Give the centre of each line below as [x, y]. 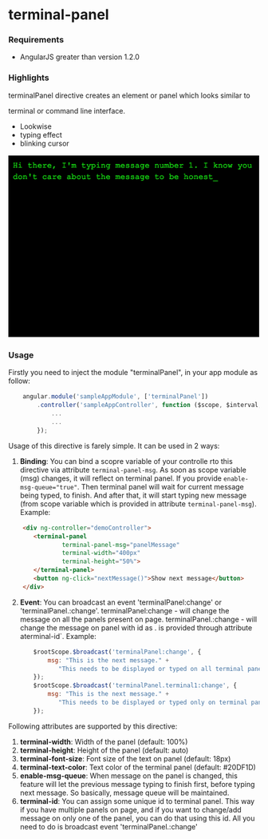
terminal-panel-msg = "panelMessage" [121, 545]
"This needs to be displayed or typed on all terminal [152, 669]
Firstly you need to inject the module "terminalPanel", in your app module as [133, 373]
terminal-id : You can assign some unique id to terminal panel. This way [137, 801]
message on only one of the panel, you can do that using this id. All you [137, 818]
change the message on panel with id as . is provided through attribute [136, 627]
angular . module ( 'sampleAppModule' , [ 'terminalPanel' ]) [116, 397]
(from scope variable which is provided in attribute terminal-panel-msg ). [138, 503]
